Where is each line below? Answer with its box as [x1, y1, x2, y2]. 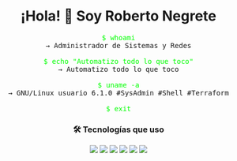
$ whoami [101, 33, 136, 42]
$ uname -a [97, 80, 140, 89]
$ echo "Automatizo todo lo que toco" [43, 57, 194, 66]
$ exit [105, 104, 132, 113]
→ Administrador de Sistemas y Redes [45, 41, 192, 50]
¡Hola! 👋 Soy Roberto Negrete [20, 7, 217, 25]
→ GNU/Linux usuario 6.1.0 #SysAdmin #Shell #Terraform [8, 88, 229, 97]
